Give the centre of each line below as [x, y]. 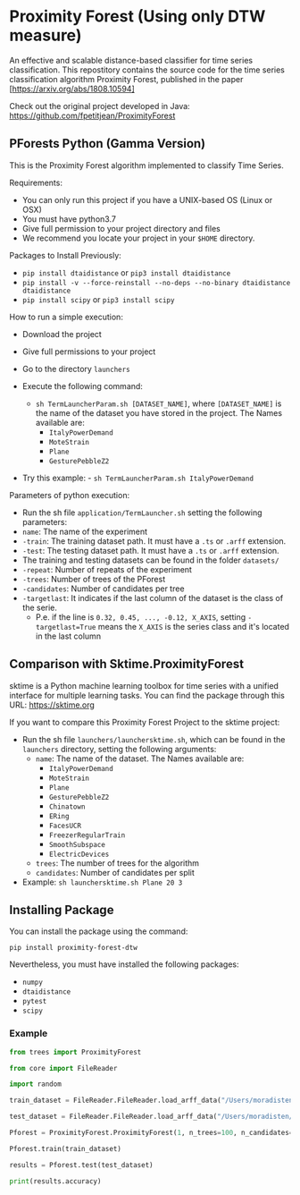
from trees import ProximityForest [75, 1052]
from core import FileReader [63, 1068]
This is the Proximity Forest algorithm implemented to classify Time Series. [146, 165]
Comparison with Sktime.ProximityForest [126, 664]
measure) [46, 35]
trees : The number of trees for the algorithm [117, 863]
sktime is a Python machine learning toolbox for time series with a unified [144, 685]
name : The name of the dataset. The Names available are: [140, 759]
